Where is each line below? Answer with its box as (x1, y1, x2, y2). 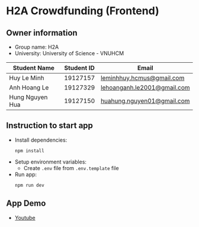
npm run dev (14, 182, 44, 188)
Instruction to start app (6, 120, 94, 131)
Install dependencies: (14, 136, 68, 143)
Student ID (64, 64, 95, 72)
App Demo (6, 199, 46, 209)
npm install (14, 148, 44, 154)
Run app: (14, 171, 37, 178)
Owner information (6, 28, 78, 38)
